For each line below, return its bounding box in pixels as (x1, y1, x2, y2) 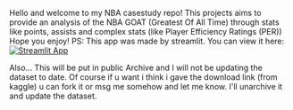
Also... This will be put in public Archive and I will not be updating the (9, 62, 264, 73)
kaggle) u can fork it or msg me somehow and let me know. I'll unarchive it (9, 82, 283, 91)
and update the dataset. (9, 90, 97, 101)
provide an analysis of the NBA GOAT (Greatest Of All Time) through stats (9, 17, 280, 27)
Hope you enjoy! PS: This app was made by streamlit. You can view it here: (9, 35, 285, 46)
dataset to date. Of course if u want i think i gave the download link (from (9, 72, 278, 82)
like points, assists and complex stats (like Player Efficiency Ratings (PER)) (9, 27, 283, 36)
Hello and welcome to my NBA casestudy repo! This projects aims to (9, 8, 262, 18)
